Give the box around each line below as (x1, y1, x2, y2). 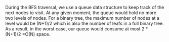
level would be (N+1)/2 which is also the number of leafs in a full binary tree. (5, 20, 164, 26)
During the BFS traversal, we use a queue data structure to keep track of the (5, 5, 164, 10)
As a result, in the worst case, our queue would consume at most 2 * (5, 26, 148, 32)
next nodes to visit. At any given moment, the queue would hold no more (5, 10, 157, 16)
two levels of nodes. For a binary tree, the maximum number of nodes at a (5, 15, 159, 21)
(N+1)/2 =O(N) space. (5, 31, 51, 37)
